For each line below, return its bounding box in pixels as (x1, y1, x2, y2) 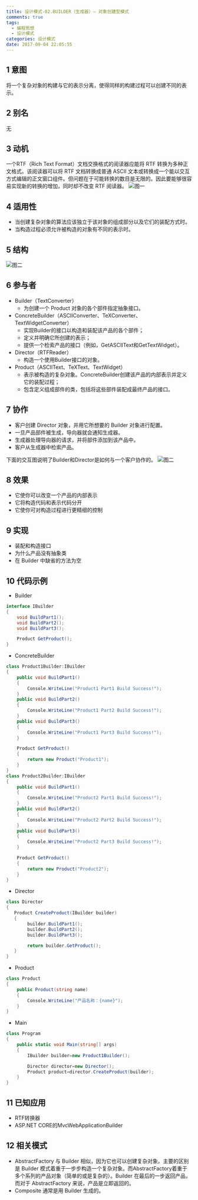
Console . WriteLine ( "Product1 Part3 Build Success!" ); (27, 730, 162, 735)
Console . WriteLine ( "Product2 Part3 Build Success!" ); (27, 839, 162, 845)
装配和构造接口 (14, 542, 51, 550)
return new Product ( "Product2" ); (27, 866, 110, 872)
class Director (6, 899, 44, 905)
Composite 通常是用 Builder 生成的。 (14, 1187, 104, 1194)
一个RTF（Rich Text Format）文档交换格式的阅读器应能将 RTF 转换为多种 (6, 161, 183, 168)
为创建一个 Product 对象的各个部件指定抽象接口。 (23, 305, 144, 312)
